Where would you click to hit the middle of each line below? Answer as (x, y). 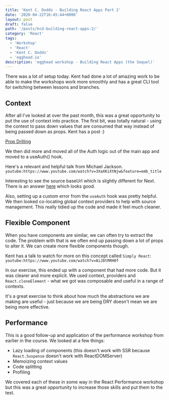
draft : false (19, 24)
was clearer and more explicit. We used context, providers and (70, 275)
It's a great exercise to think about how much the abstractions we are (77, 296)
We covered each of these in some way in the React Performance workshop (85, 382)
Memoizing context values (40, 361)
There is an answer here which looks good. (50, 187)
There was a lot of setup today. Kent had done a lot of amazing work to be (82, 76)
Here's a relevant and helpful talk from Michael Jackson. (64, 167)
